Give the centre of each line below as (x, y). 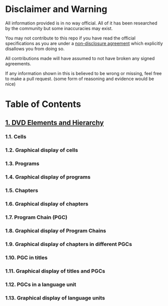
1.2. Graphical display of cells (42, 150)
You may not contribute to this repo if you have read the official (70, 38)
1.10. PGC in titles (26, 257)
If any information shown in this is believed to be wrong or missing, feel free (83, 73)
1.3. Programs (22, 163)
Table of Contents (43, 104)
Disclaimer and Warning (56, 9)
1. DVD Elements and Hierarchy (55, 123)
